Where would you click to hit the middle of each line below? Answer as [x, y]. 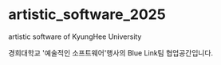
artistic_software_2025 [87, 15]
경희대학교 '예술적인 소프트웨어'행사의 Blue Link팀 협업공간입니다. [111, 52]
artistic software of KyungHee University [75, 36]
